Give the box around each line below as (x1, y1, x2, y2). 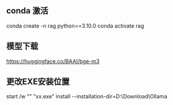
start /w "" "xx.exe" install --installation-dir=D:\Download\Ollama (6, 93, 168, 100)
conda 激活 (6, 5, 48, 16)
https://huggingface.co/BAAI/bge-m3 (6, 57, 100, 65)
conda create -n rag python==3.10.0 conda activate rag (6, 22, 145, 29)
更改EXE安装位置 (6, 77, 70, 87)
